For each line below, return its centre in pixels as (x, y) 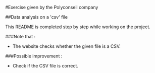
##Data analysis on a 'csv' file (37, 17)
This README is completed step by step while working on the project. (78, 27)
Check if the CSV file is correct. (45, 66)
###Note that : (20, 36)
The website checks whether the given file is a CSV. (67, 46)
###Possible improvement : (34, 56)
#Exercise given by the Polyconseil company (52, 7)
